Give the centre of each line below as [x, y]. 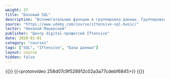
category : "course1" [27, 43]
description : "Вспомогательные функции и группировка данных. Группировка [86, 19]
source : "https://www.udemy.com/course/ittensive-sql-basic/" [72, 24]
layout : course [21, 52]
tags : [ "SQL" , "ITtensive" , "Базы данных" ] [52, 48]
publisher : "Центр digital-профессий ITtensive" [57, 33]
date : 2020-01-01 [24, 38]
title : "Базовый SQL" [28, 15]
